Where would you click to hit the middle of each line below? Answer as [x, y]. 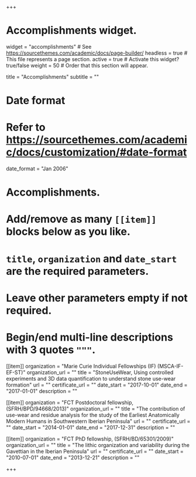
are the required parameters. [78, 271]
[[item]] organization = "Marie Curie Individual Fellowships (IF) [81, 366]
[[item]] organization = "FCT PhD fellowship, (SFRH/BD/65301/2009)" [90, 439]
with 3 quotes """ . [51, 350]
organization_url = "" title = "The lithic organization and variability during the [98, 445]
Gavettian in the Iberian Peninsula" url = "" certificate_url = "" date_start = [95, 451]
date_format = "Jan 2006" [37, 169]
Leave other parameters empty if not [97, 298]
